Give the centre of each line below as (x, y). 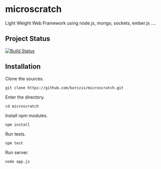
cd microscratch (22, 106)
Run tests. (15, 134)
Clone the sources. (25, 78)
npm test (14, 143)
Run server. (17, 152)
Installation (23, 67)
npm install (17, 124)
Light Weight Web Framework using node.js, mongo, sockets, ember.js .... (80, 23)
